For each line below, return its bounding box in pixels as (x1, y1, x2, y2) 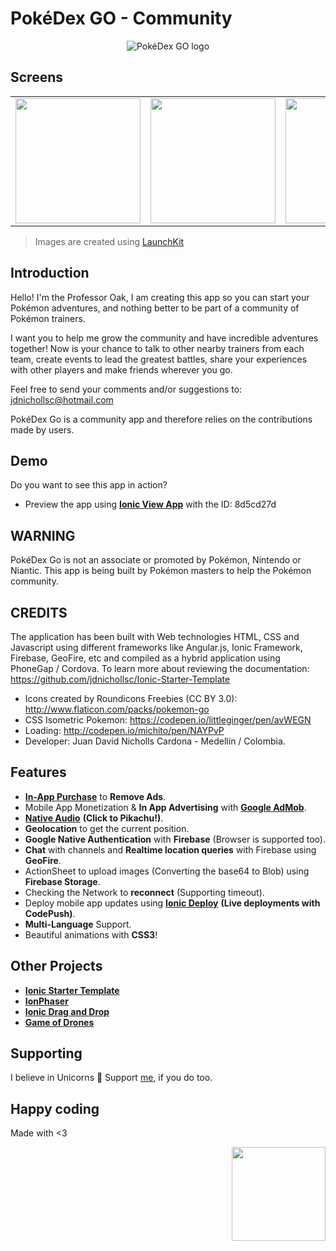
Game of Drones (24, 1016, 95, 1028)
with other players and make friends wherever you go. (10, 363, 233, 376)
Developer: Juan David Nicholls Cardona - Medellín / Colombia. (24, 735, 286, 747)
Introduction (10, 265, 90, 282)
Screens (10, 69, 63, 86)
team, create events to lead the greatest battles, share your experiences (10, 353, 308, 365)
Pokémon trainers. (10, 312, 86, 324)
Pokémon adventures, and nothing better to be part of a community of (10, 302, 300, 314)
